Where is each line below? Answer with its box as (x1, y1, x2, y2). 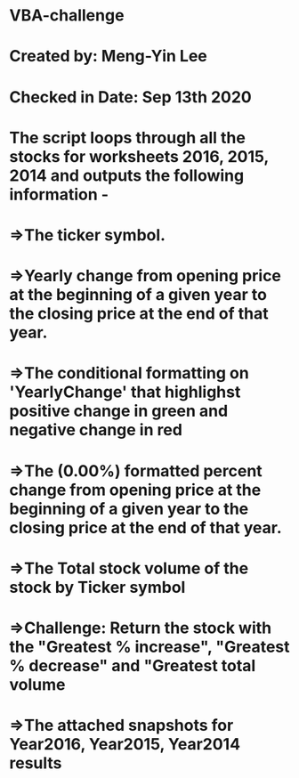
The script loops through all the (9, 127, 246, 148)
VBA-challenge (9, 5, 125, 26)
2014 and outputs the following (9, 166, 245, 185)
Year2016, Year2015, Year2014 (9, 734, 241, 755)
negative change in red (9, 420, 182, 441)
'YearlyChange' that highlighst (9, 382, 241, 402)
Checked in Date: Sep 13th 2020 (9, 86, 252, 107)
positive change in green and (9, 401, 229, 421)
